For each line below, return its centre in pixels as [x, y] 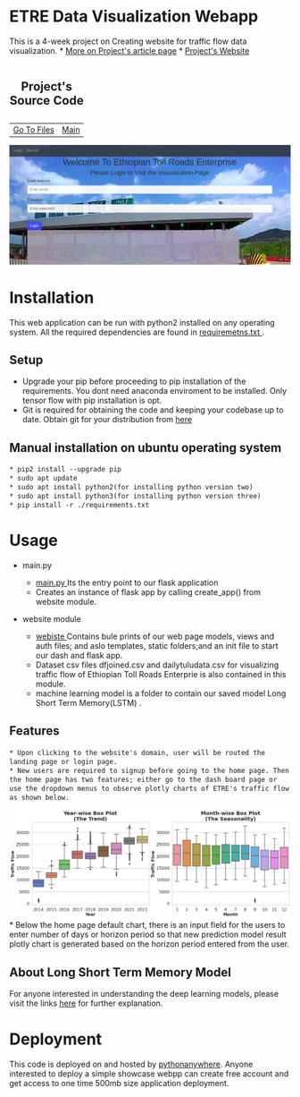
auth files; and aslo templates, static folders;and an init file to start [157, 646]
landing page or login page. [63, 761]
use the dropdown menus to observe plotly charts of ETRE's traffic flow [150, 788]
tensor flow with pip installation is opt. [92, 401]
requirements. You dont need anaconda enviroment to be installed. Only [154, 391]
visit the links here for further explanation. [86, 1003]
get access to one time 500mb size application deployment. [119, 1084]
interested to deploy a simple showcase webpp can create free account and [149, 1074]
